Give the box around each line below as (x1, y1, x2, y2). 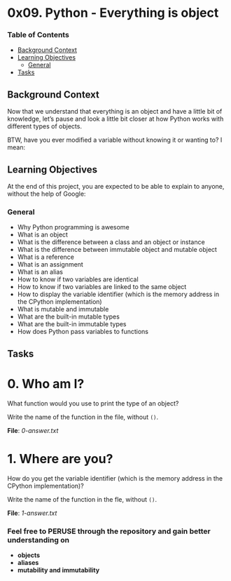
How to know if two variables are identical (17, 275, 139, 283)
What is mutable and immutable (17, 305, 109, 314)
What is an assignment (17, 260, 84, 269)
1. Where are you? (7, 450, 113, 467)
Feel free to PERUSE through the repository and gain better (7, 526, 211, 536)
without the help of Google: (7, 189, 86, 198)
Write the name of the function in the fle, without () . (7, 495, 157, 503)
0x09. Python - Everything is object (7, 5, 219, 21)
